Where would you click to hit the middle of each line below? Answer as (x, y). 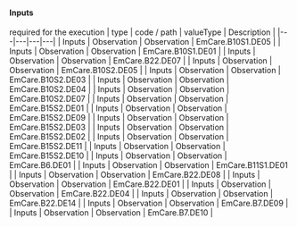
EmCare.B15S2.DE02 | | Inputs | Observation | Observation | (119, 137)
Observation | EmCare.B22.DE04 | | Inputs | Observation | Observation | (141, 194)
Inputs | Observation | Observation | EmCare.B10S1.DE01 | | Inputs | (132, 51)
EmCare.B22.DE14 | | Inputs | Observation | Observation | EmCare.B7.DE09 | (149, 203)
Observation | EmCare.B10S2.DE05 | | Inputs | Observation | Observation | (145, 71)
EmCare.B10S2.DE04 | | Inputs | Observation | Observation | (120, 89)
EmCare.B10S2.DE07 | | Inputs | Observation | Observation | (119, 99)
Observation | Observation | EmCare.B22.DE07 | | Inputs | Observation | (141, 61)
